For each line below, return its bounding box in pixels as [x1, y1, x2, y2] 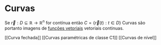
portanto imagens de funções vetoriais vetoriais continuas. [4, 25, 124, 31]
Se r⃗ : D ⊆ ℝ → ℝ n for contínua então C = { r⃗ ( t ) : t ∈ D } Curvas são [4, 19, 146, 26]
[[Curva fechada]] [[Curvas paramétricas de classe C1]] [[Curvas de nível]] [4, 34, 157, 40]
